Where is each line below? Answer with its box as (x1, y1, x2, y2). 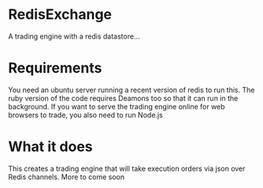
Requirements (8, 59, 102, 77)
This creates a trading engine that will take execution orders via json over (8, 164, 246, 173)
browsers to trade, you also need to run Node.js (8, 110, 163, 120)
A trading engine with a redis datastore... (8, 31, 140, 41)
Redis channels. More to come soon (8, 171, 125, 182)
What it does (8, 138, 93, 156)
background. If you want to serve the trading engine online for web (8, 101, 226, 111)
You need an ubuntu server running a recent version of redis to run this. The (8, 85, 255, 94)
